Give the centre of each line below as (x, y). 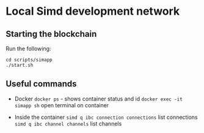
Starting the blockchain (51, 34)
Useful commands (41, 84)
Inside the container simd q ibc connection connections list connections (106, 117)
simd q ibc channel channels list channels (68, 123)
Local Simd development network (93, 11)
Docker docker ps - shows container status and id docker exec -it (98, 99)
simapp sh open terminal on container (62, 105)
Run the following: (28, 48)
